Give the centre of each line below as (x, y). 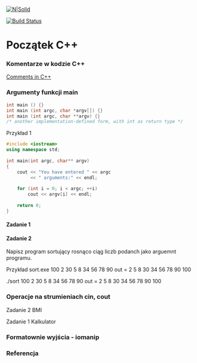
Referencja (22, 353)
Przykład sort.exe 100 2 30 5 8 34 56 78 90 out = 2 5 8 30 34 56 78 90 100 (99, 269)
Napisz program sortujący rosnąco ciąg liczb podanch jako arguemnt (91, 251)
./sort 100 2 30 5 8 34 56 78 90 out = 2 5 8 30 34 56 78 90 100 (84, 281)
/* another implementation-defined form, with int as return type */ (95, 122)
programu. (19, 258)
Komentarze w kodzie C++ (46, 64)
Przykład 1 (19, 133)
